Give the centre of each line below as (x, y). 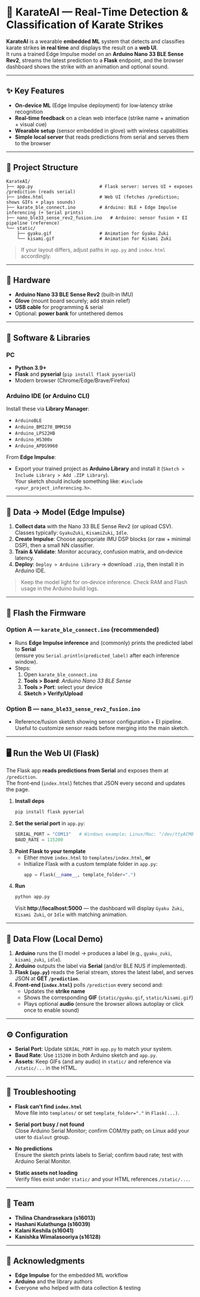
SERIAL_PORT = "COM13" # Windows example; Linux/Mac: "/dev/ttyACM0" (105, 834)
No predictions (33, 1148)
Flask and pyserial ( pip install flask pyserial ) (75, 374)
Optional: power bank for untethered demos (69, 314)
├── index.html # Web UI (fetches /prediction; (93, 197)
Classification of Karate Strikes (85, 25)
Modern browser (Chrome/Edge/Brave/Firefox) (72, 381)
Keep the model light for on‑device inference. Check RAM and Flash (104, 582)
